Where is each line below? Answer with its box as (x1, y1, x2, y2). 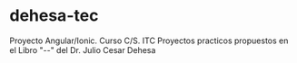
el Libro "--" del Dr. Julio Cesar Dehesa (9, 44, 156, 55)
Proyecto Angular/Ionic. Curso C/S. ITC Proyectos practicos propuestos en (9, 35, 289, 46)
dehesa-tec (9, 5, 99, 26)
